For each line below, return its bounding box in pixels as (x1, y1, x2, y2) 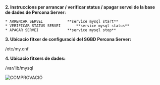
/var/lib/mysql (5, 65, 34, 71)
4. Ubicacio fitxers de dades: (5, 55, 66, 61)
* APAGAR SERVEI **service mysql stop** (5, 28, 116, 33)
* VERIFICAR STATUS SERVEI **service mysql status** (5, 23, 130, 28)
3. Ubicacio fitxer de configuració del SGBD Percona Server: (5, 37, 131, 42)
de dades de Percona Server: (5, 9, 66, 15)
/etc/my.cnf (5, 46, 29, 51)
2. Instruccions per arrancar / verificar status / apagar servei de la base (5, 4, 155, 10)
